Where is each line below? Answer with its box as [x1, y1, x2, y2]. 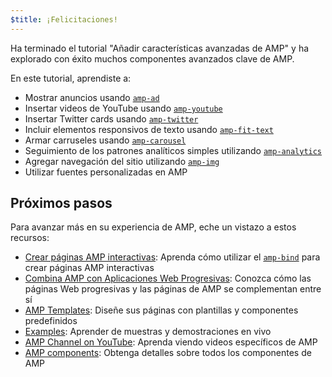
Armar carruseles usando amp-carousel [24, 134, 187, 146]
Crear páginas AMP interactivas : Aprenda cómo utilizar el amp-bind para [24, 251, 321, 263]
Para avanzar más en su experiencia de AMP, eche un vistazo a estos [10, 221, 297, 233]
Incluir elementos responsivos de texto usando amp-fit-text [24, 123, 274, 135]
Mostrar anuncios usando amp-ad [24, 91, 160, 103]
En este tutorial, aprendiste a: [10, 72, 132, 84]
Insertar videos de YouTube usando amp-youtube [24, 102, 223, 114]
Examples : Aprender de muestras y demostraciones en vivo [24, 326, 272, 338]
